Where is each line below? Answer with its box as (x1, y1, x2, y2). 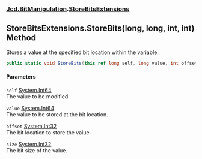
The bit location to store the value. (6, 128, 91, 136)
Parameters (6, 73, 36, 80)
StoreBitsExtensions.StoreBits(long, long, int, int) (6, 23, 195, 34)
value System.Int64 (6, 104, 55, 112)
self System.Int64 (6, 86, 52, 94)
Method (6, 32, 37, 43)
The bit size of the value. (6, 146, 68, 154)
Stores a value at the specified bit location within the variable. (6, 49, 159, 56)
